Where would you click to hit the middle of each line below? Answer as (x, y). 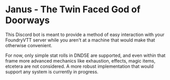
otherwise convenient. (29, 45)
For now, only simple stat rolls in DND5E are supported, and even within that (86, 55)
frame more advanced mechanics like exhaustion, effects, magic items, (80, 61)
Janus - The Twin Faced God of (73, 9)
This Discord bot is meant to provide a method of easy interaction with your (85, 34)
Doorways (28, 20)
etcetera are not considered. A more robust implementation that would (79, 66)
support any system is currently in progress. (52, 72)
